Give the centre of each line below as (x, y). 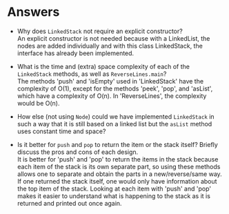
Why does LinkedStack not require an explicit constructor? (100, 31)
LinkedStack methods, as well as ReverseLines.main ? (92, 74)
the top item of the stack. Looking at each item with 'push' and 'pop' (114, 188)
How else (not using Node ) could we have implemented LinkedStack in (116, 116)
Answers (33, 12)
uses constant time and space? (61, 131)
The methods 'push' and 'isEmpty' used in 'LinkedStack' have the (110, 81)
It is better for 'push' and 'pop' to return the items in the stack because (118, 159)
